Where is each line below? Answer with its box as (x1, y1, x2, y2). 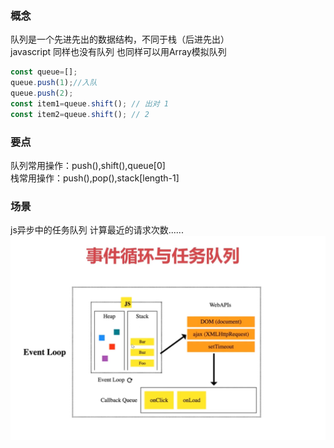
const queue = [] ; (10, 67, 78, 77)
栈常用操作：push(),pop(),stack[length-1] (10, 172, 180, 184)
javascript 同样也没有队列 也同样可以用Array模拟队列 (10, 46, 227, 58)
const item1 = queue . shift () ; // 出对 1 (10, 98, 169, 109)
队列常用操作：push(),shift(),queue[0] (10, 159, 166, 171)
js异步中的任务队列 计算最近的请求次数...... (10, 224, 184, 236)
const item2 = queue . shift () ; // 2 (10, 109, 150, 119)
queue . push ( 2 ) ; (10, 88, 74, 99)
